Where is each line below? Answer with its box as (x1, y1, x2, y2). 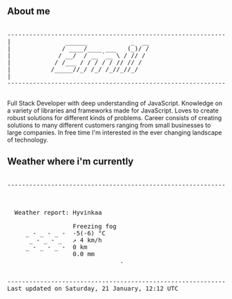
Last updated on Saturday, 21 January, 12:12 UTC (7, 284, 179, 292)
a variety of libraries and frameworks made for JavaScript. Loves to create (7, 106, 219, 115)
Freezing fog (72, 222, 117, 230)
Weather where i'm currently (7, 155, 134, 168)
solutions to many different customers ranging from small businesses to (7, 121, 211, 129)
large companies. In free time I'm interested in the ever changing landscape (7, 128, 222, 137)
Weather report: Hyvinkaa (14, 209, 102, 216)
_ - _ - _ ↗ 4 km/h (28, 236, 102, 244)
